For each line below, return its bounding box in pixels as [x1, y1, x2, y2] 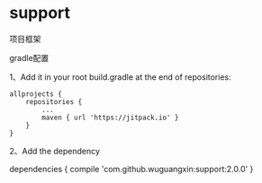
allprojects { [9, 89, 63, 99]
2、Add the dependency [9, 145, 101, 156]
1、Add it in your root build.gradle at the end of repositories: [9, 71, 231, 83]
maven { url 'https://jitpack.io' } [41, 113, 179, 122]
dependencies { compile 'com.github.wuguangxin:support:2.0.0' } [9, 163, 254, 174]
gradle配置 [9, 52, 50, 63]
